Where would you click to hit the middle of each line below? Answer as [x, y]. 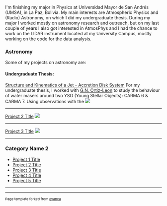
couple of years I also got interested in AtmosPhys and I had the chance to [81, 28]
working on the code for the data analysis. [48, 39]
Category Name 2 [27, 148]
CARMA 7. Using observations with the [45, 101]
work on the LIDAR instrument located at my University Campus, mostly [78, 34]
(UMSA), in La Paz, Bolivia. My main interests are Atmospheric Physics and [82, 12]
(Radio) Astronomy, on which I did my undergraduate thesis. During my [78, 18]
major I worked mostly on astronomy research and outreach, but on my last [82, 23]
